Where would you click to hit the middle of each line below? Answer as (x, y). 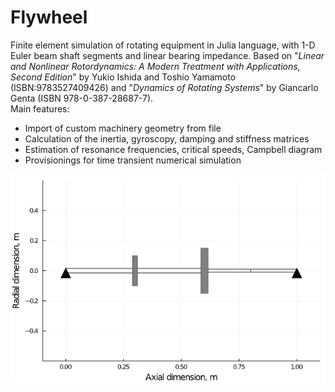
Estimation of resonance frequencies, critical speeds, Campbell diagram (173, 149)
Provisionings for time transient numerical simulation (133, 160)
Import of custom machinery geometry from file (123, 128)
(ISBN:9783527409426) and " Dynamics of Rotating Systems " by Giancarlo (164, 87)
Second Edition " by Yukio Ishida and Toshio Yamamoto (123, 77)
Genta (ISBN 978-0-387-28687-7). (82, 98)
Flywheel (49, 17)
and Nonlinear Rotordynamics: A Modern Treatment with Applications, (155, 66)
